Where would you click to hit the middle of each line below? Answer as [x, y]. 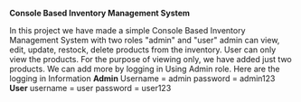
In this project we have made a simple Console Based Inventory [127, 30]
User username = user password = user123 [90, 88]
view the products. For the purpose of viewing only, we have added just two [150, 59]
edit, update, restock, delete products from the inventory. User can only [143, 50]
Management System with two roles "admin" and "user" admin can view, [145, 40]
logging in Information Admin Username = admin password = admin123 [142, 79]
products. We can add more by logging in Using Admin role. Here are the [145, 69]
